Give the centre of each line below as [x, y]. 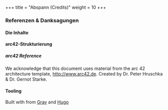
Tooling [13, 91]
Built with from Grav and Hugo [37, 102]
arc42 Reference [23, 56]
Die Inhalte [17, 32]
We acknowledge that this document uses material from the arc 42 [75, 68]
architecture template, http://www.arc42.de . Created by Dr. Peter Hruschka [84, 74]
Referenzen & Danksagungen [42, 20]
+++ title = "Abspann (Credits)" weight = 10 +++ [56, 7]
